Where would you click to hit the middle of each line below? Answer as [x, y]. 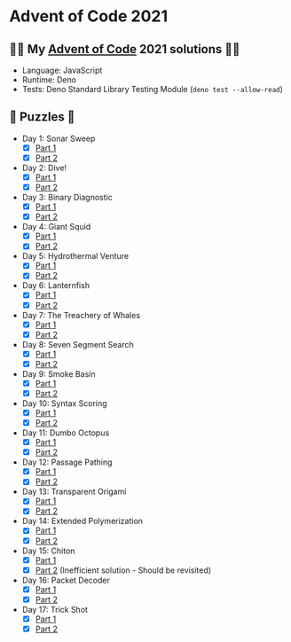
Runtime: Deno [49, 80]
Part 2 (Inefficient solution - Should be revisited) [123, 570]
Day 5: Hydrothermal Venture [75, 256]
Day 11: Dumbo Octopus [66, 433]
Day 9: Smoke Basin [59, 373]
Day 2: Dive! [44, 168]
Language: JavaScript [62, 70]
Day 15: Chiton [48, 551]
